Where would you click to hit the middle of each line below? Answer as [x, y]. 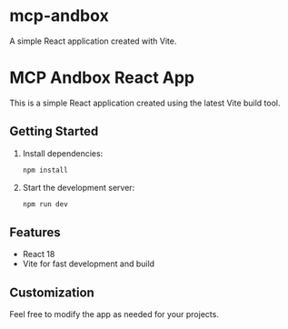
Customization [52, 292]
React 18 [39, 254]
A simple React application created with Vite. [93, 41]
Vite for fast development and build [89, 264]
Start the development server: [79, 187]
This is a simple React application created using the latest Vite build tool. [145, 103]
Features [35, 232]
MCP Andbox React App [102, 78]
